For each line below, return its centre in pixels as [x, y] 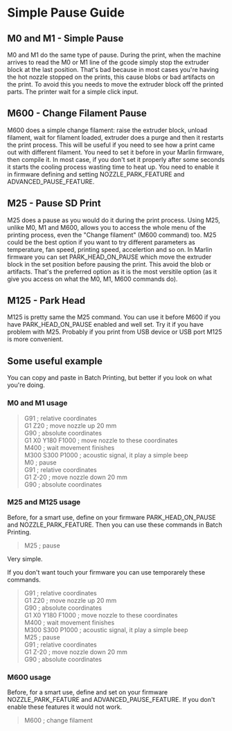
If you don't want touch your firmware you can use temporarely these [106, 572]
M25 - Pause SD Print [54, 203]
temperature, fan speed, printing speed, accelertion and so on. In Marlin [110, 249]
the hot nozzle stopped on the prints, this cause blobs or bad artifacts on [111, 77]
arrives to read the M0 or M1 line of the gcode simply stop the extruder [108, 62]
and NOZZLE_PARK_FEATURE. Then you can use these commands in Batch [115, 525]
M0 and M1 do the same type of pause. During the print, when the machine [114, 55]
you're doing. [26, 385]
